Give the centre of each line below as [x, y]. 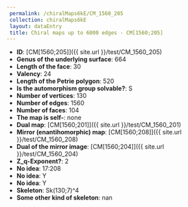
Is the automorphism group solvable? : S [74, 88]
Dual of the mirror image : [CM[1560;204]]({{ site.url [90, 147]
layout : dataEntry [36, 26]
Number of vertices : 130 [51, 96]
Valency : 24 [34, 74]
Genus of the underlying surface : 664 [71, 60]
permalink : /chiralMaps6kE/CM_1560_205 [67, 13]
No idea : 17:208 [38, 169]
